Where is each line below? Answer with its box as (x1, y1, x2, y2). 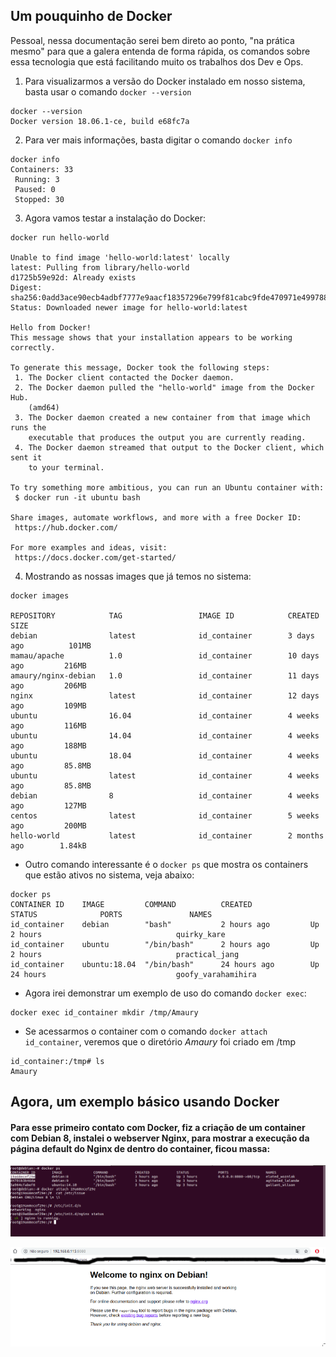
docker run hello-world (10, 232, 110, 243)
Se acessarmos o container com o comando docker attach (24, 1025, 268, 1037)
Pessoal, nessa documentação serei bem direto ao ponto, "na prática (10, 34, 295, 46)
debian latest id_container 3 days (10, 630, 315, 641)
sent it (10, 452, 43, 463)
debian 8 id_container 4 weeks (10, 790, 320, 801)
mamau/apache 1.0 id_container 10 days (10, 650, 320, 661)
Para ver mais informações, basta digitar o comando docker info (24, 134, 293, 146)
